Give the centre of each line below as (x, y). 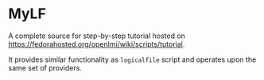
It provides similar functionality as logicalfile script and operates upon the (132, 59)
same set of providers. (45, 67)
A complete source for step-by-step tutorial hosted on (97, 36)
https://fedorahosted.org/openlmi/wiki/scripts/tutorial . (97, 44)
